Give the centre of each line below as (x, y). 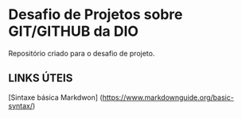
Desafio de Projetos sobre (96, 15)
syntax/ (21, 105)
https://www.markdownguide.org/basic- (168, 97)
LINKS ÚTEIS (41, 78)
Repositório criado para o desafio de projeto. (82, 53)
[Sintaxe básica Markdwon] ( (55, 97)
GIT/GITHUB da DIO (74, 31)
